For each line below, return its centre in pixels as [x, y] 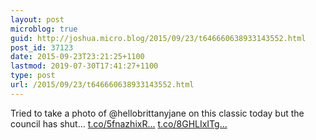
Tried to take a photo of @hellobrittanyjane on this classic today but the [157, 113]
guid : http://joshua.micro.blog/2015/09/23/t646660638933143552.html [158, 38]
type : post [33, 76]
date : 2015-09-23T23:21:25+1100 [77, 57]
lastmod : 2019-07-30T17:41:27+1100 [84, 66]
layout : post [37, 19]
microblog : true [44, 29]
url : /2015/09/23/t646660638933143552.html [102, 85]
